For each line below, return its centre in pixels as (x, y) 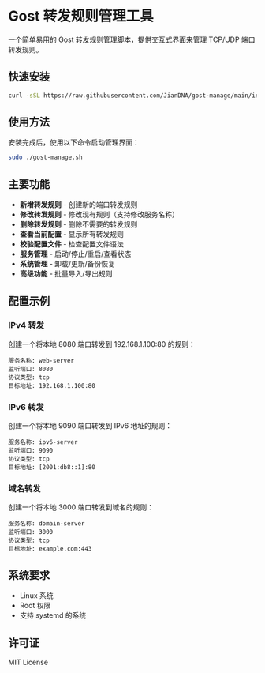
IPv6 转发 (26, 407)
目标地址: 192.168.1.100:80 (52, 385)
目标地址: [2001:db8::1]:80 (52, 468)
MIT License (28, 662)
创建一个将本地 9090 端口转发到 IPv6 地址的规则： (90, 426)
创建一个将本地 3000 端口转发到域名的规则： (81, 507)
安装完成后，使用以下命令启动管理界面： (74, 142)
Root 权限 (35, 606)
